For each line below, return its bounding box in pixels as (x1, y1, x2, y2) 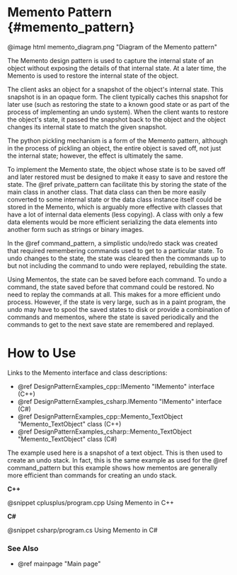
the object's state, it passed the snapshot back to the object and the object (7, 115, 226, 124)
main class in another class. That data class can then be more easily (7, 187, 207, 196)
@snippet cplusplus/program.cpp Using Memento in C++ (7, 498, 175, 506)
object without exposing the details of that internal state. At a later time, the (7, 64, 226, 72)
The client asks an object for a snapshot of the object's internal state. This (7, 85, 224, 93)
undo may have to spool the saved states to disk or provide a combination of (7, 305, 231, 313)
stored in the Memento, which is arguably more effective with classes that (7, 202, 223, 211)
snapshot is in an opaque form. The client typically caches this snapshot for (7, 93, 229, 101)
